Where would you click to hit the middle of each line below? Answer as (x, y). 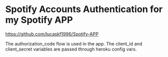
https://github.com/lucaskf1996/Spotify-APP (52, 34)
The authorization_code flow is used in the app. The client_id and (74, 43)
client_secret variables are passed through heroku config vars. (71, 49)
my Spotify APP (39, 20)
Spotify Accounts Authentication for (84, 9)
